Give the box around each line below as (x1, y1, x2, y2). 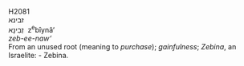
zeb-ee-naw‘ (8, 33, 52, 43)
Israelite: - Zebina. (8, 50, 69, 60)
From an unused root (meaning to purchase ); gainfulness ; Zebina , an (8, 41, 237, 51)
